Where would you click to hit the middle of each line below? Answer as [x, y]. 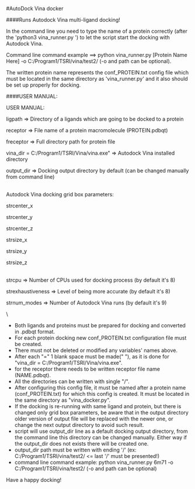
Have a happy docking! [34, 480]
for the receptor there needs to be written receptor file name [87, 369]
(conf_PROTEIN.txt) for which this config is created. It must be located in [102, 394]
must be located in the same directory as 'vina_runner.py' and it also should [97, 79]
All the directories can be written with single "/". [72, 381]
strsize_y [17, 251]
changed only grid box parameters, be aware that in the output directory [101, 413]
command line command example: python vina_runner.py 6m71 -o [94, 462]
